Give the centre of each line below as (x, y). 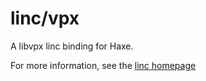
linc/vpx (45, 18)
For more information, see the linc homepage (103, 65)
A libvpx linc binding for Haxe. (72, 46)
